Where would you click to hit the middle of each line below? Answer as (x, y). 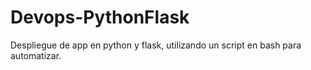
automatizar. (36, 55)
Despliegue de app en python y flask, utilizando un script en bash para (156, 45)
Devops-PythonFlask (100, 17)
